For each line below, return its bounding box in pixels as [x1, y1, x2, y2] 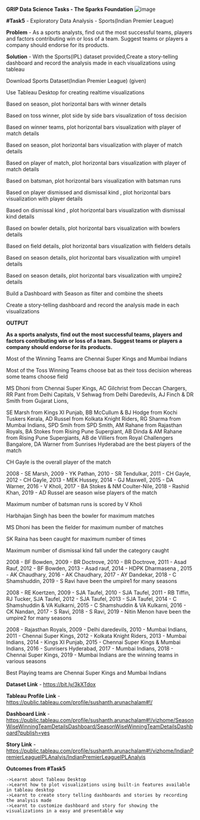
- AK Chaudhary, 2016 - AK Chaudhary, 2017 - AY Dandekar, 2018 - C [6, 571, 177, 578]
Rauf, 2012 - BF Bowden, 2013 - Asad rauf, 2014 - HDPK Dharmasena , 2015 [6, 565, 192, 572]
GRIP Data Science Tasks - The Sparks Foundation [6, 6, 133, 13]
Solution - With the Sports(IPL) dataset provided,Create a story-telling [6, 53, 179, 60]
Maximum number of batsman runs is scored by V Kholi [6, 501, 143, 507]
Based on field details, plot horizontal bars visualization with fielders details [6, 242, 191, 249]
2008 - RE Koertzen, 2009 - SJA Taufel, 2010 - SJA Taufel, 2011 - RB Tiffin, [6, 589, 190, 596]
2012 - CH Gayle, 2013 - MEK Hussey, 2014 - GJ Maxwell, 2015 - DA [6, 476, 174, 483]
